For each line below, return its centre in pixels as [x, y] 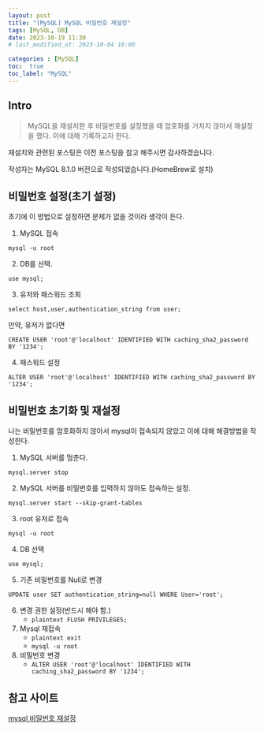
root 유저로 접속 [44, 519]
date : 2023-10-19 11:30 [47, 37]
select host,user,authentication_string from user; [95, 310]
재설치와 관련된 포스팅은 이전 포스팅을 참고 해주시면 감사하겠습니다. [111, 152]
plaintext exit [56, 638]
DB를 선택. [36, 264]
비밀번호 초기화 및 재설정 [64, 410]
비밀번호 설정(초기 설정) [62, 196]
